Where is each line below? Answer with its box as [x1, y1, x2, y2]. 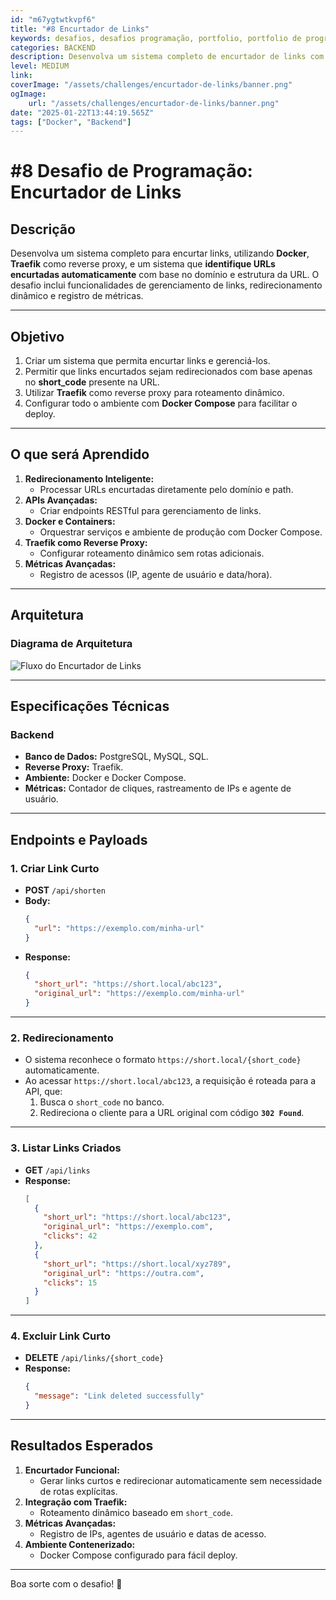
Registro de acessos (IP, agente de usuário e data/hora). [39, 568, 273, 580]
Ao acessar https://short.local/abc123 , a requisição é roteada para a [24, 1075, 317, 1087]
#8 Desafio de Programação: [10, 160, 253, 183]
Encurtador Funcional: [24, 1464, 120, 1476]
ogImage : [10, 89, 47, 99]
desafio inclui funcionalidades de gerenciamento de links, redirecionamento [10, 279, 323, 291]
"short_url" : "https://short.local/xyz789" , [43, 1259, 232, 1269]
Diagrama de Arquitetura [10, 637, 133, 651]
